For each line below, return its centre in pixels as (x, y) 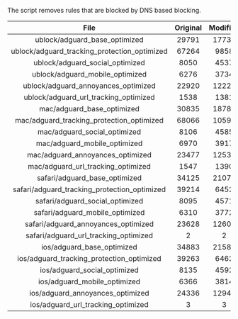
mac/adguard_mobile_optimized (89, 143)
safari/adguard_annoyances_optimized (89, 224)
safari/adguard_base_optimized (89, 178)
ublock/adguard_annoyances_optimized (89, 86)
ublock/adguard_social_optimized (89, 63)
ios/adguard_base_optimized (89, 247)
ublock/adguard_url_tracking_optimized (89, 97)
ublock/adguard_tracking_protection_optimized (89, 51)
